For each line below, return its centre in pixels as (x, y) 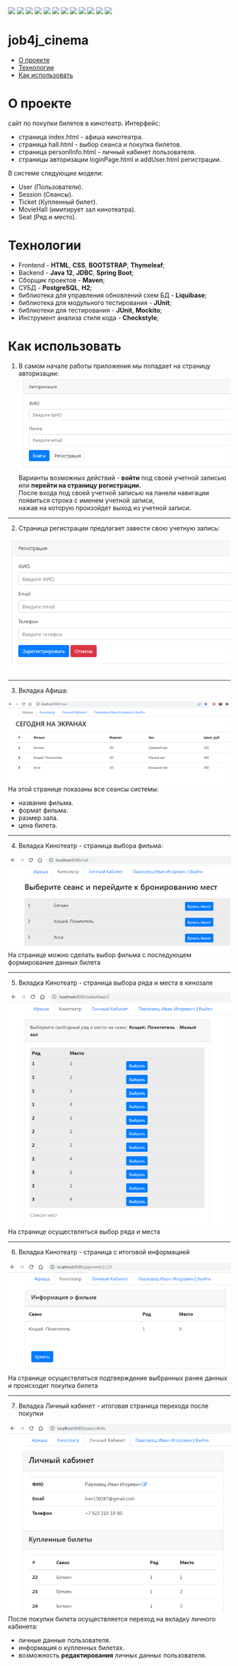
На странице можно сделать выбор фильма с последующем (100, 954)
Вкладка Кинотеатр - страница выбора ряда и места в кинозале (115, 983)
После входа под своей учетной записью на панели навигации (114, 493)
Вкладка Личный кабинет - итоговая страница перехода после (113, 1406)
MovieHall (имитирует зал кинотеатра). (77, 209)
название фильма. (46, 803)
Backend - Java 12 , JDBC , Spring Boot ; (76, 272)
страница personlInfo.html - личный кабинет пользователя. (107, 151)
